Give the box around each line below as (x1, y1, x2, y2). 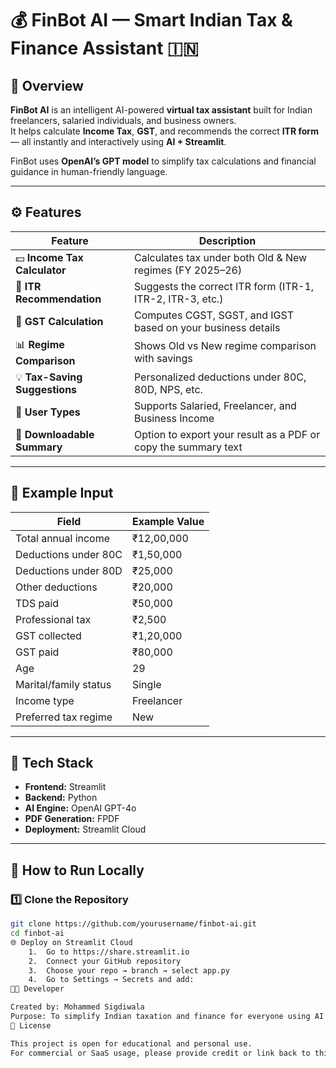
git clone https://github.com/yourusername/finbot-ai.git (10, 919, 257, 929)
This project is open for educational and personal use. (10, 1038, 253, 1049)
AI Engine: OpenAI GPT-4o (24, 802, 137, 814)
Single (131, 677, 162, 691)
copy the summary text (133, 440, 243, 454)
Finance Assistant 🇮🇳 (10, 37, 199, 60)
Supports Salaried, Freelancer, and (133, 398, 297, 412)
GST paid (15, 645, 60, 659)
